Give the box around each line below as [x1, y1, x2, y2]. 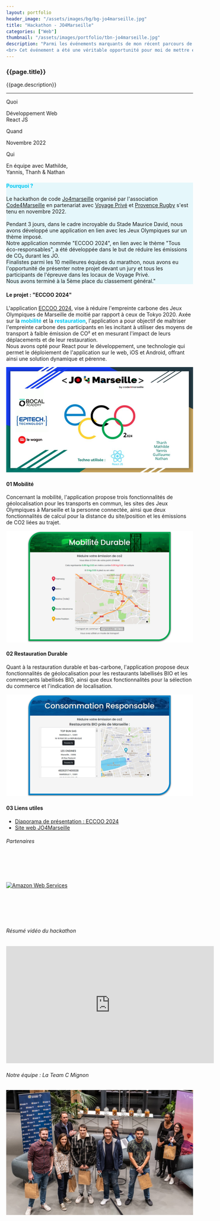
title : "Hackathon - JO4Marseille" [6, 22, 94, 28]
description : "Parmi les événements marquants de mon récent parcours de [6, 41, 193, 47]
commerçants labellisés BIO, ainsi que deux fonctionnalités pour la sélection [6, 676, 192, 683]
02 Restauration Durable [6, 650, 68, 658]
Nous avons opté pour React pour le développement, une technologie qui [6, 342, 186, 349]
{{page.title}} [6, 67, 46, 76]
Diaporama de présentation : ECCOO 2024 [14, 818, 119, 825]
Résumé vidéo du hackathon [6, 927, 76, 934]
